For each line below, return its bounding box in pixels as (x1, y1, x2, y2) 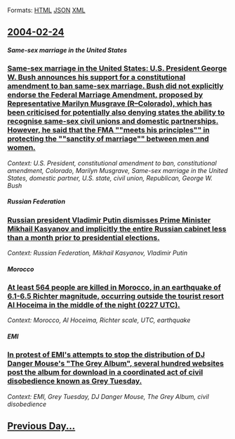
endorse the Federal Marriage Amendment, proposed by (7, 90, 203, 100)
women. (7, 143, 36, 153)
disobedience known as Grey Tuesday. (7, 376, 142, 386)
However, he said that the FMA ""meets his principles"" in (7, 125, 210, 135)
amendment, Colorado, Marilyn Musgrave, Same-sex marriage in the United (7, 166, 228, 174)
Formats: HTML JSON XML (7, 6, 86, 14)
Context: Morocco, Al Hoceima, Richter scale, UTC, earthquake (7, 316, 191, 324)
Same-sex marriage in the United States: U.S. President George (7, 63, 227, 73)
